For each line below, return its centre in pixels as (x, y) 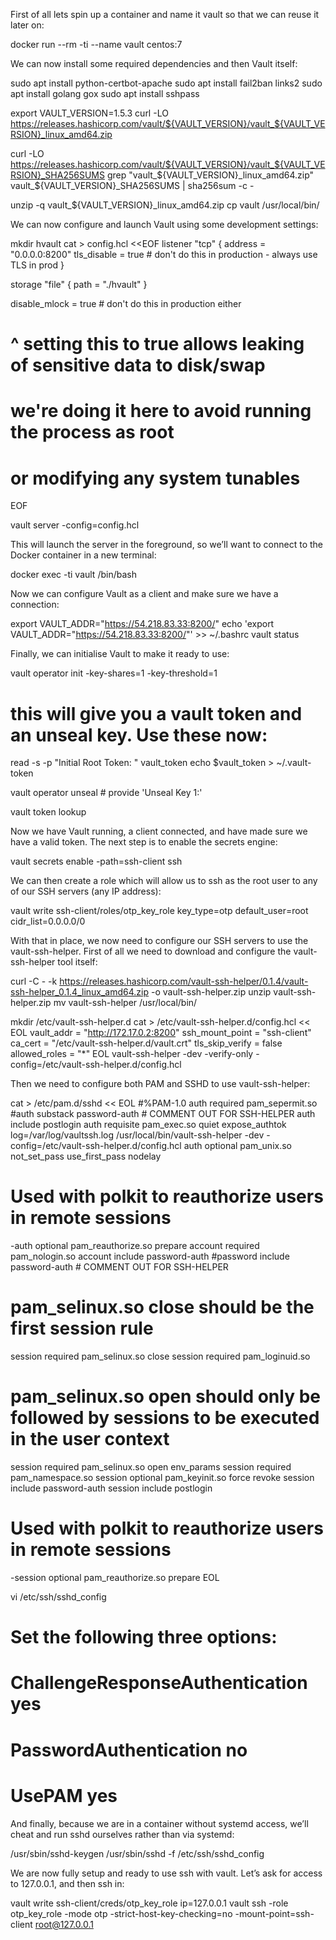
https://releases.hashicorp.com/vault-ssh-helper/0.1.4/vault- (184, 981)
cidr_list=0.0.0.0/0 (48, 921)
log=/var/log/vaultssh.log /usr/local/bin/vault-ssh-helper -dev (137, 1135)
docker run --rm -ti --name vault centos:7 (96, 44)
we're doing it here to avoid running (161, 411)
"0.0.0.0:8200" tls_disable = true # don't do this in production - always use (164, 254)
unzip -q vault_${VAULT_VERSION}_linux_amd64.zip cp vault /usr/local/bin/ (165, 205)
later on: (27, 25)
